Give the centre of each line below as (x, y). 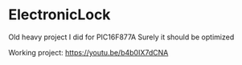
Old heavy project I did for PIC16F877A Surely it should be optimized (121, 37)
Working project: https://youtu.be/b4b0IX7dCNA (88, 52)
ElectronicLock (59, 15)
